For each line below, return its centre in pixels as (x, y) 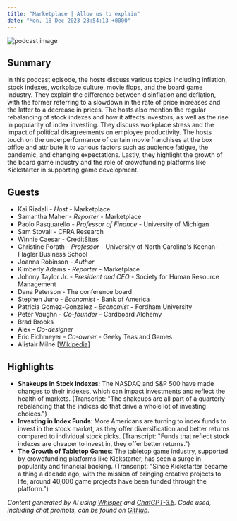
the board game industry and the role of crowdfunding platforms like (107, 163)
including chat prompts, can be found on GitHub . (79, 510)
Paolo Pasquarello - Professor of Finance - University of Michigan (113, 224)
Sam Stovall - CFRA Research (61, 232)
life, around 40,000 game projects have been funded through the (112, 481)
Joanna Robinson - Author (56, 262)
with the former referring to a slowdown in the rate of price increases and (114, 103)
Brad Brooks (36, 322)
